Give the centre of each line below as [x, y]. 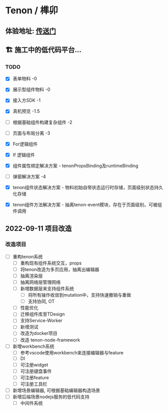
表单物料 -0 [25, 79]
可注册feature [35, 377]
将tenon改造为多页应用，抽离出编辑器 [60, 269]
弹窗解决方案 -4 [29, 176]
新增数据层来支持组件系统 [47, 288]
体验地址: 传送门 [31, 31]
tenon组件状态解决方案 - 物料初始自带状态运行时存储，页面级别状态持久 [88, 187]
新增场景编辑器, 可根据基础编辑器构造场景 [56, 391]
